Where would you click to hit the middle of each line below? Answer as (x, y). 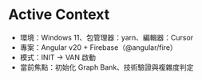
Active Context (59, 15)
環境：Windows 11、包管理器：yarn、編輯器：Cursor (107, 37)
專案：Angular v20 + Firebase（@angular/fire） (98, 47)
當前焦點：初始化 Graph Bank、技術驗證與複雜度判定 (107, 67)
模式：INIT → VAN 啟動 (57, 57)
